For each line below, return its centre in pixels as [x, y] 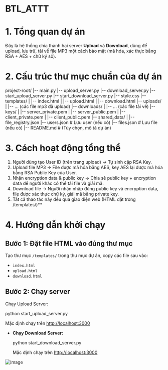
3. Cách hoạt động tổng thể [63, 148]
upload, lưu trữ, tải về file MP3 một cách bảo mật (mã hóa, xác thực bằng [81, 51]
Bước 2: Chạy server [38, 292]
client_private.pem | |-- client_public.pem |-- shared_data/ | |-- [70, 117]
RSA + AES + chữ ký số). [31, 56]
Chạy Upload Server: [27, 304]
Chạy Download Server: [38, 333]
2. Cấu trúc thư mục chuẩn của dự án [83, 77]
